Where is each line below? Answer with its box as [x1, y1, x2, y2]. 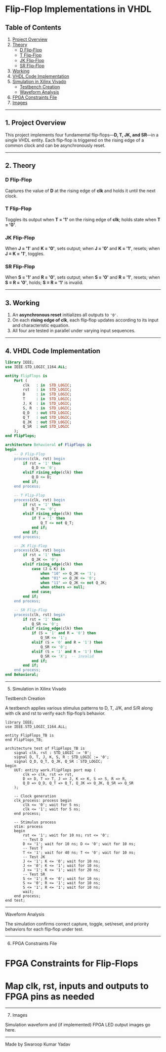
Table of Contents [5, 23, 62, 32]
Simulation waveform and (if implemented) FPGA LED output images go [5, 1022, 151, 1028]
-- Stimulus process [14, 820, 56, 825]
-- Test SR [23, 872, 45, 877]
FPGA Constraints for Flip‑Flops [5, 958, 138, 969]
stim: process [14, 824, 43, 829]
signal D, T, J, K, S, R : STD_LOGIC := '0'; [14, 755, 110, 760]
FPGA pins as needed [5, 991, 95, 1002]
